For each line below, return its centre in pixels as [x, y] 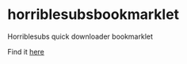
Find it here [26, 51]
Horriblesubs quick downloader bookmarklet [80, 36]
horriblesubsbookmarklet [93, 15]
